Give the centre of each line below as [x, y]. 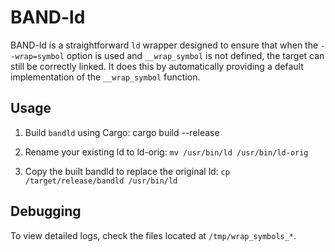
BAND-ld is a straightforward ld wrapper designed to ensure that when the [164, 45]
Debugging [46, 211]
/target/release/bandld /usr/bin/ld [101, 181]
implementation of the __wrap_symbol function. [105, 77]
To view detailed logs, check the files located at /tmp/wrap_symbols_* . [153, 235]
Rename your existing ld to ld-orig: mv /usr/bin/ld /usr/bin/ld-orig [166, 152]
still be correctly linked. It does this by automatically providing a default [157, 66]
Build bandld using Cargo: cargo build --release [122, 132]
